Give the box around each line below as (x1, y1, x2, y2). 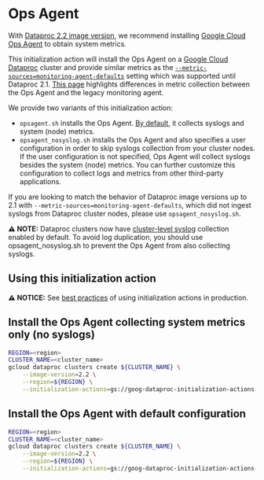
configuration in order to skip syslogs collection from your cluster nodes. (19, 143, 255, 153)
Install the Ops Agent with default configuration (8, 407, 246, 421)
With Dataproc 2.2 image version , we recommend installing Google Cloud (8, 31, 246, 40)
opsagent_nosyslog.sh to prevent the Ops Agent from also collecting (8, 241, 230, 250)
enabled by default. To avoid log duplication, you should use (8, 232, 203, 242)
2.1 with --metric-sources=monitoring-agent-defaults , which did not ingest (8, 200, 251, 209)
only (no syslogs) (8, 328, 96, 342)
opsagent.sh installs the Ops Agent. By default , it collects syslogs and (19, 118, 244, 127)
